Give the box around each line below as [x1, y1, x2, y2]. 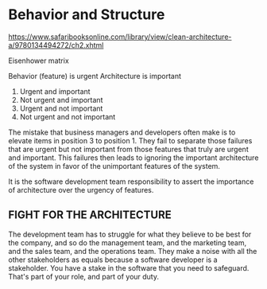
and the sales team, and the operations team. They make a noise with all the [8, 246, 257, 256]
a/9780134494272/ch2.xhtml [8, 40, 104, 49]
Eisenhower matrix [8, 56, 69, 65]
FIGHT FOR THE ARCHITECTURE [8, 209, 172, 222]
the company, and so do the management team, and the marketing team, [8, 237, 247, 248]
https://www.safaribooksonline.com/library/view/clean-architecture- [8, 32, 232, 41]
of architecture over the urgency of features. [8, 185, 154, 194]
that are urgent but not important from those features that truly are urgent [8, 144, 249, 154]
